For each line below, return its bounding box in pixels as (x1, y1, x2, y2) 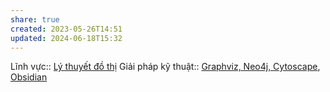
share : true (10, 14, 60, 25)
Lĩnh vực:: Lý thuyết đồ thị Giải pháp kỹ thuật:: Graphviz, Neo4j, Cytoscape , (10, 61, 321, 73)
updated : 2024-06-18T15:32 (10, 33, 123, 43)
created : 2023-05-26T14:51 (10, 24, 123, 34)
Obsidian (10, 71, 48, 83)
